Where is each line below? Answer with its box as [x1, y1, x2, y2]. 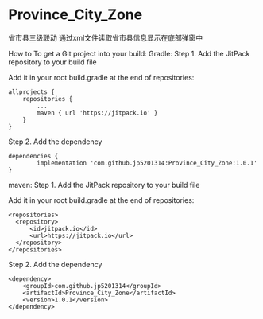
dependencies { [8, 152, 59, 160]
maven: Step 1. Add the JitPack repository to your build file [8, 180, 200, 189]
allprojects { [8, 88, 56, 96]
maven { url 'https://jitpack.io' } [37, 109, 158, 117]
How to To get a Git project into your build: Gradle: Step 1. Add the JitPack [8, 49, 250, 58]
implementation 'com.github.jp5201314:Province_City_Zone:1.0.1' [37, 159, 258, 167]
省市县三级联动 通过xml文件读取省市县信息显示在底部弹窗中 [8, 33, 203, 42]
